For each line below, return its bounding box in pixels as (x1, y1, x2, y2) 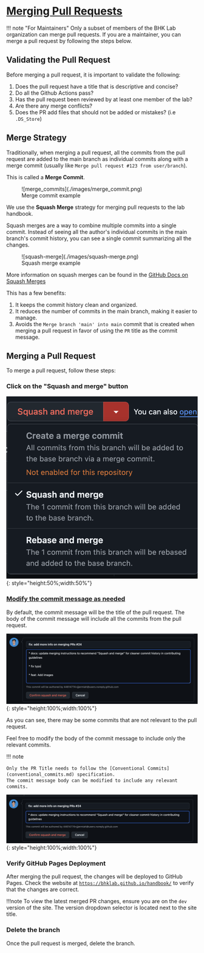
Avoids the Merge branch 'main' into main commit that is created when (15, 320, 195, 327)
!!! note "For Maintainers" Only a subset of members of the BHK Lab (6, 24, 176, 32)
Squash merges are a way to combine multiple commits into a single (6, 222, 177, 229)
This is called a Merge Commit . (6, 173, 85, 180)
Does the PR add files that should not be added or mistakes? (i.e (15, 108, 176, 116)
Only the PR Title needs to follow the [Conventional (6, 765, 146, 771)
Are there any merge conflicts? (15, 102, 93, 109)
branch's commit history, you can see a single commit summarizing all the (6, 234, 192, 242)
